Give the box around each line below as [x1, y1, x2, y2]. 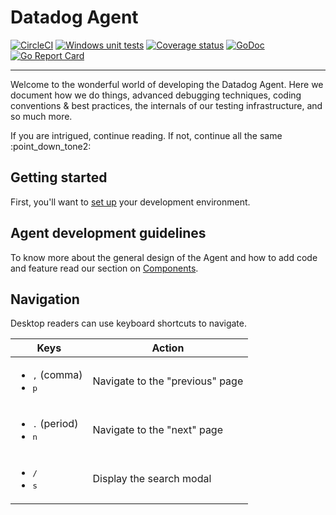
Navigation [10, 291, 80, 308]
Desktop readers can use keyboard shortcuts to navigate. [10, 317, 247, 330]
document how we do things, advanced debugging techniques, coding [10, 89, 302, 101]
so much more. [10, 110, 73, 122]
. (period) [32, 417, 79, 431]
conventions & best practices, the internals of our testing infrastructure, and [10, 99, 323, 111]
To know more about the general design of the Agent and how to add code [10, 251, 318, 263]
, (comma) [32, 368, 83, 382]
